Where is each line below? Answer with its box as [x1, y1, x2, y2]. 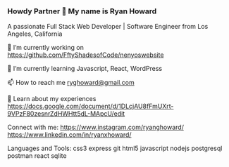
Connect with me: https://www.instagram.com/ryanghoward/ [7, 123, 185, 132]
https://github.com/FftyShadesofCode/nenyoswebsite [7, 51, 164, 59]
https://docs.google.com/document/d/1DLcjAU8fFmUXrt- [7, 102, 174, 111]
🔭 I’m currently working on [7, 44, 85, 52]
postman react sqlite [7, 152, 67, 160]
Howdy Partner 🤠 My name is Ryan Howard [7, 6, 157, 16]
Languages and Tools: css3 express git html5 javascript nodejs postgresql [7, 144, 223, 153]
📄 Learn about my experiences [7, 95, 97, 103]
